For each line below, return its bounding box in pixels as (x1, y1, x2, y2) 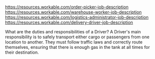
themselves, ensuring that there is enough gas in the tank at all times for (5, 44, 150, 50)
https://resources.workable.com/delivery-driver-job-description (5, 19, 133, 25)
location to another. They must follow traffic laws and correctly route (5, 39, 143, 45)
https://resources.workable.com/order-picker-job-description (5, 4, 129, 10)
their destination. (5, 49, 39, 55)
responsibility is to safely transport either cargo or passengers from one (5, 34, 150, 40)
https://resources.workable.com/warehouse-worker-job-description (5, 9, 142, 15)
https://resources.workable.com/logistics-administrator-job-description (5, 15, 149, 20)
